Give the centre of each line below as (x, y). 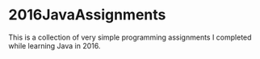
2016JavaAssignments (87, 15)
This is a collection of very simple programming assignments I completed (130, 37)
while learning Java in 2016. (55, 45)
